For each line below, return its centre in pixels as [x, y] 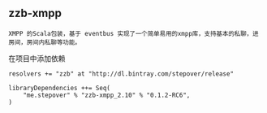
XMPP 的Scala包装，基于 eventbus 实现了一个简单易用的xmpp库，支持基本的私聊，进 [133, 33]
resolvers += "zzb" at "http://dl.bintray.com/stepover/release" [121, 74]
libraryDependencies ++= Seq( [60, 88]
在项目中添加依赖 [37, 58]
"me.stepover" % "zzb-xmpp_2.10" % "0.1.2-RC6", [107, 95]
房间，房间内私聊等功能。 [45, 42]
